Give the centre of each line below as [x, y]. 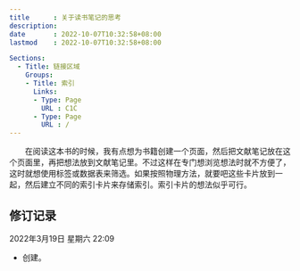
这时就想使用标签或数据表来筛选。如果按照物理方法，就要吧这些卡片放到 [142, 174]
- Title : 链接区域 [49, 67]
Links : [45, 91]
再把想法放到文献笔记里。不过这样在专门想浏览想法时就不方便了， [169, 162]
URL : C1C [59, 108]
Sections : [28, 59]
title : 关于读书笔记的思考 [66, 17]
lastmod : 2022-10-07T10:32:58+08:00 [86, 42]
